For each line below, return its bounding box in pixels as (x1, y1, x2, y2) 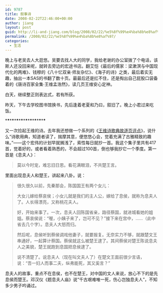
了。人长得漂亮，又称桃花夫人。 (16, 199, 81, 205)
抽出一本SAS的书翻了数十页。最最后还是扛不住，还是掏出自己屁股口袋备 (13, 75, 158, 81)
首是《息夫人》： (5, 152, 37, 157)
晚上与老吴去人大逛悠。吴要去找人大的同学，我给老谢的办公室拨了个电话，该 (5, 57, 158, 63)
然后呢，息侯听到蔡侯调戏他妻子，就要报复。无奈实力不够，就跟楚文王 (16, 231, 158, 237)
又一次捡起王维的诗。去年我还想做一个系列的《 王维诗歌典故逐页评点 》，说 (5, 127, 152, 133)
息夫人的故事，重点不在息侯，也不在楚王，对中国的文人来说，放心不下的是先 (5, 270, 158, 276)
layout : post (5, 25, 32, 30)
